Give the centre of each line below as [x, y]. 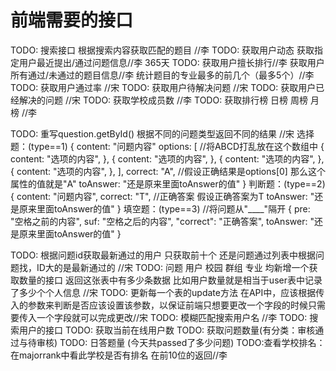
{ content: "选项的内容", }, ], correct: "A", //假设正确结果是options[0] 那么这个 [168, 171]
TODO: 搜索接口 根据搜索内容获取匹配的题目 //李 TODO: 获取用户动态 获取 [162, 50]
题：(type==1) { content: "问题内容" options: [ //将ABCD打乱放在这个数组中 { [167, 146]
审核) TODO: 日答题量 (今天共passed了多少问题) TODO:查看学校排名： [181, 342]
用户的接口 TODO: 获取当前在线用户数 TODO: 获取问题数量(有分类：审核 [167, 330]
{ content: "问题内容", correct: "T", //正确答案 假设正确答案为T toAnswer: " [162, 196]
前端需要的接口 [72, 20]
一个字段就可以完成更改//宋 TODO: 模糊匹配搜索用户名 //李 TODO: [172, 317]
